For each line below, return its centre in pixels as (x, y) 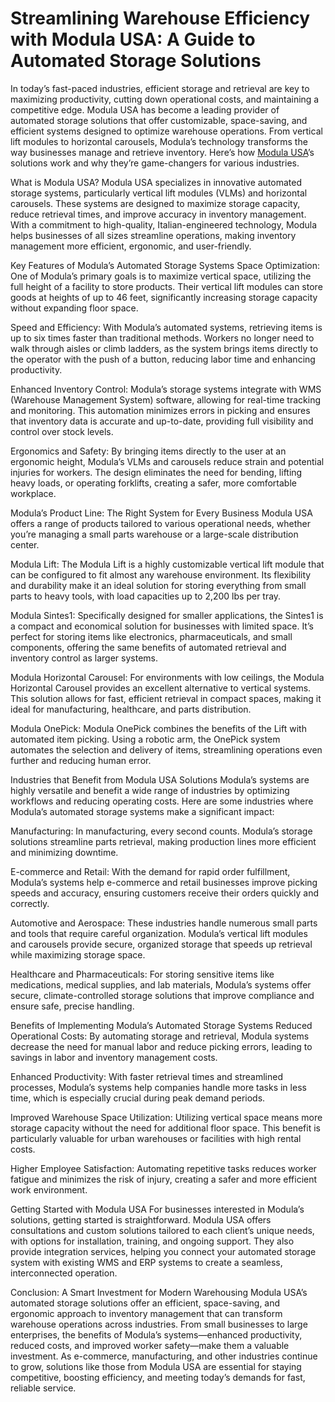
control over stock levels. (62, 431)
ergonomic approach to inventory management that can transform (146, 1313)
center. (25, 544)
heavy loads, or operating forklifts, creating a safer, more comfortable (153, 483)
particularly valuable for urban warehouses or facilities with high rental (156, 1138)
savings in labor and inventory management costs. (114, 1057)
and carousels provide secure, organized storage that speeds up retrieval (161, 944)
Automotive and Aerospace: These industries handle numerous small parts (164, 923)
